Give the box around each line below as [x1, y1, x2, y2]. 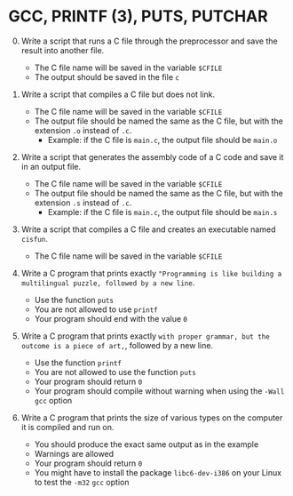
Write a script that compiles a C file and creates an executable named [20, 224, 276, 235]
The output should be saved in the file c [34, 71, 179, 82]
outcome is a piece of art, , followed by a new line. [20, 340, 214, 350]
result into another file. [20, 44, 105, 55]
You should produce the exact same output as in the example [34, 438, 259, 450]
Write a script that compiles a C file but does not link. [20, 89, 216, 100]
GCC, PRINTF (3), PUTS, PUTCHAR [8, 6, 268, 27]
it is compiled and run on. [20, 421, 115, 432]
